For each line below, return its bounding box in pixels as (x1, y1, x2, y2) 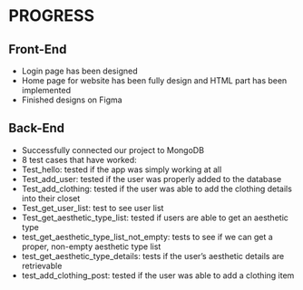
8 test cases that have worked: (21, 154, 137, 165)
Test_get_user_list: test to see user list (21, 202, 164, 213)
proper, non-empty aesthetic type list (21, 241, 161, 252)
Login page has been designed (21, 65, 138, 76)
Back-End (8, 121, 65, 136)
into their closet (21, 192, 81, 204)
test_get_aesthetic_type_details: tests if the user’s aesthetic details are (21, 250, 285, 261)
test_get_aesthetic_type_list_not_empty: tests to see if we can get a (21, 231, 273, 242)
